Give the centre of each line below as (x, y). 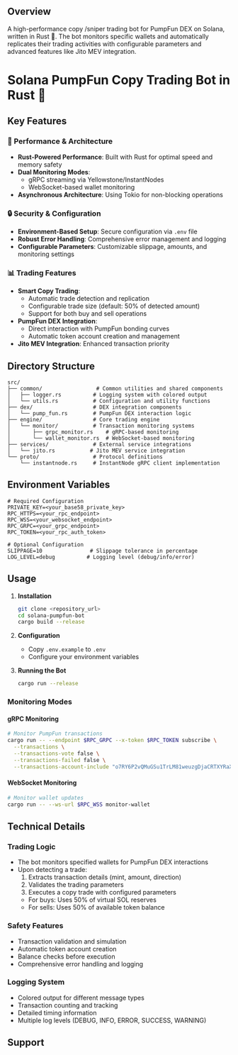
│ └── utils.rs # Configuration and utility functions (109, 401)
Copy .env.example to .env (67, 649)
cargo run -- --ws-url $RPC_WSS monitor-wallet (79, 805)
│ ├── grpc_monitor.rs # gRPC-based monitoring (93, 432)
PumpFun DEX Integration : (57, 321)
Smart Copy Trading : (49, 291)
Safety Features (35, 926)
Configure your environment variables (84, 657)
